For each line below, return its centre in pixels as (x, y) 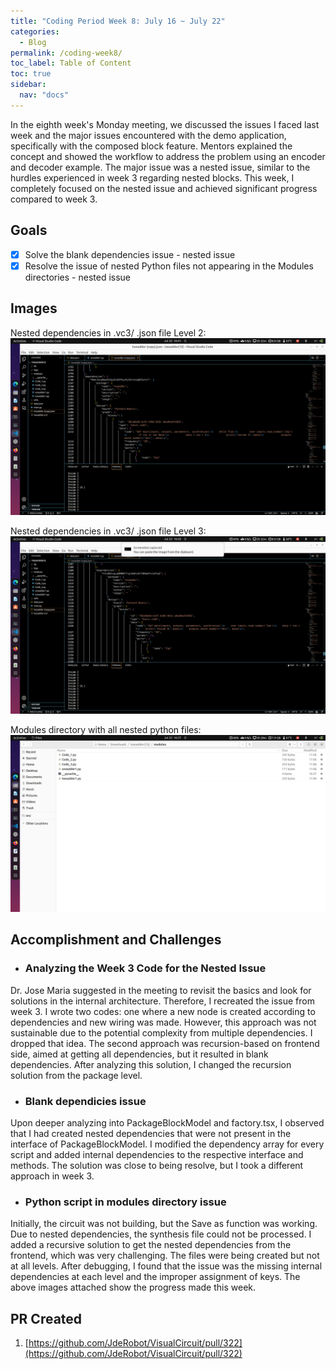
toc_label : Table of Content (71, 63)
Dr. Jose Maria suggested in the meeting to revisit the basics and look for (161, 990)
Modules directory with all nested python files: (106, 729)
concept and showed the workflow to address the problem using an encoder (168, 156)
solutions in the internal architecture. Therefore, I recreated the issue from (162, 1001)
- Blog (33, 42)
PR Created (46, 1318)
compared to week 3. (54, 199)
